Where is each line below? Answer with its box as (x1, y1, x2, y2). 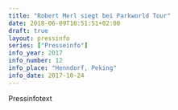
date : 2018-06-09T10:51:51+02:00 (8, 19, 121, 27)
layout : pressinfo (8, 34, 70, 43)
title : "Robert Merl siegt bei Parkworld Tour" (8, 11, 172, 20)
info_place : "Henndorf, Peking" (8, 64, 117, 72)
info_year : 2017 (8, 49, 63, 57)
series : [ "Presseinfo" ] (8, 42, 89, 50)
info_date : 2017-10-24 (8, 71, 85, 79)
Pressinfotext (8, 93, 52, 103)
